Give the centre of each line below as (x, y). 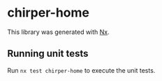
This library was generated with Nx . (58, 32)
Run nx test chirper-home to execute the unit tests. (81, 70)
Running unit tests (48, 54)
